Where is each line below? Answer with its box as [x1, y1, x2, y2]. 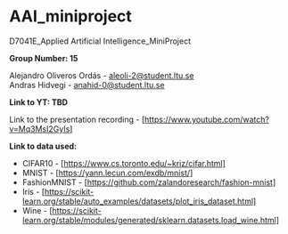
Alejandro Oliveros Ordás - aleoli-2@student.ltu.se [9, 69, 194, 81]
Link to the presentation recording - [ [9, 114, 145, 125]
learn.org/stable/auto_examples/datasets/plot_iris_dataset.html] [21, 196, 257, 206]
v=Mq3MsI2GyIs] [9, 123, 73, 134]
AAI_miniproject [9, 6, 132, 27]
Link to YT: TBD [9, 96, 69, 108]
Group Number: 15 [9, 52, 78, 63]
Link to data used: [9, 141, 78, 151]
